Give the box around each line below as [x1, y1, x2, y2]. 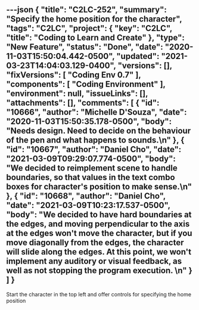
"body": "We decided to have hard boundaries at [6, 210, 192, 220]
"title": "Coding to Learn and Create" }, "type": [6, 33, 185, 43]
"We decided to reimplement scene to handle [6, 163, 178, 173]
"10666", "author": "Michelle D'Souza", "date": [6, 107, 187, 117]
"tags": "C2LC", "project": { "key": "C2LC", [6, 23, 173, 33]
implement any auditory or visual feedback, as [6, 256, 182, 266]
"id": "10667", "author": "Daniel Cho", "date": [6, 144, 182, 154]
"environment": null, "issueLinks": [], [6, 89, 148, 99]
